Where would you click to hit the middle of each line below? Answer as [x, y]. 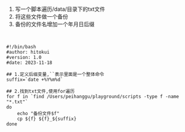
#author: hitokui [28, 52]
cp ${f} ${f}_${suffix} [47, 119]
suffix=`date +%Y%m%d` [35, 80]
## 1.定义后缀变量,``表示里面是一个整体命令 [55, 74]
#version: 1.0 [24, 57]
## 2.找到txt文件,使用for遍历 [41, 91]
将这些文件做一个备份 [41, 17]
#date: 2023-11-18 [29, 63]
